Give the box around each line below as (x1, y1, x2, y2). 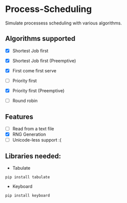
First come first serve (12, 67, 56, 73)
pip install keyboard (5, 193, 50, 198)
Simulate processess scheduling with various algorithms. (5, 20, 122, 26)
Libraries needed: (5, 152, 61, 160)
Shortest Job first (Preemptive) (12, 57, 76, 63)
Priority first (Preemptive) (12, 88, 65, 93)
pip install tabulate (5, 175, 50, 180)
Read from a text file (12, 126, 54, 132)
